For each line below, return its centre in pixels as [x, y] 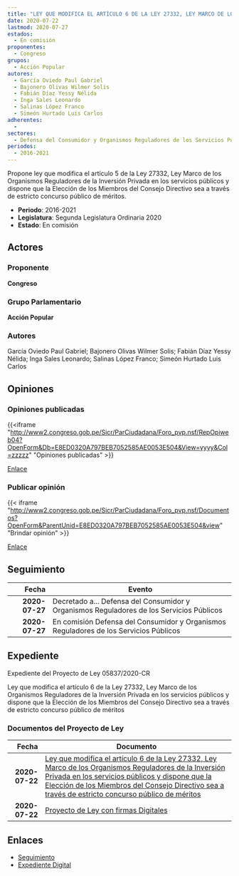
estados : [20, 34]
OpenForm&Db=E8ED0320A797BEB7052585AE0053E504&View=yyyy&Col [118, 447]
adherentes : [25, 120]
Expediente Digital [44, 865]
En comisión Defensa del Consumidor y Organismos [139, 622]
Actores [26, 248]
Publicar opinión [36, 487]
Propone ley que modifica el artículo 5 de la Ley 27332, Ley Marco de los [115, 173]
